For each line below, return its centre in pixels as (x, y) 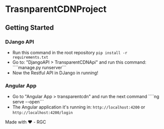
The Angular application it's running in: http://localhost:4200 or (79, 107)
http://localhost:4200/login (42, 113)
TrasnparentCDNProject (56, 9)
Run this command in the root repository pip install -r (70, 52)
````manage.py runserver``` (39, 67)
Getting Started (30, 28)
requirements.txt (30, 57)
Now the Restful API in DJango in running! (55, 73)
